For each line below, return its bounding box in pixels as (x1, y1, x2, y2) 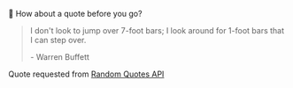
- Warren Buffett (29, 52, 90, 62)
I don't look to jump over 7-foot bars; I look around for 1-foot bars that (29, 26, 285, 35)
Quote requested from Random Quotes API (8, 69, 165, 79)
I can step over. (29, 35, 87, 45)
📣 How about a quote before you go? (8, 9, 143, 18)
